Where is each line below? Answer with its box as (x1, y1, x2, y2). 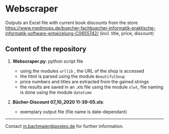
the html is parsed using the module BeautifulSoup (20, 73, 125, 79)
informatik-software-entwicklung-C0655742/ (5, 30, 99, 36)
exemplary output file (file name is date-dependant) (20, 108, 127, 114)
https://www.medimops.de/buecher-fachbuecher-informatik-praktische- (5, 25, 156, 31)
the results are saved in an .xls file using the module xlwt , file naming (20, 84, 163, 90)
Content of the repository (5, 45, 87, 53)
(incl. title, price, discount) (100, 30, 154, 36)
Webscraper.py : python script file (12, 58, 83, 64)
